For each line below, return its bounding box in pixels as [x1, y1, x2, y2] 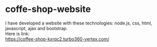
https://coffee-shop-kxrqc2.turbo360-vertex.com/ [5, 36, 109, 42]
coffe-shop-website [5, 3, 91, 15]
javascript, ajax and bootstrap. [5, 25, 68, 31]
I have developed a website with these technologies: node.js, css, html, [5, 20, 152, 26]
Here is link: [5, 30, 30, 36]
